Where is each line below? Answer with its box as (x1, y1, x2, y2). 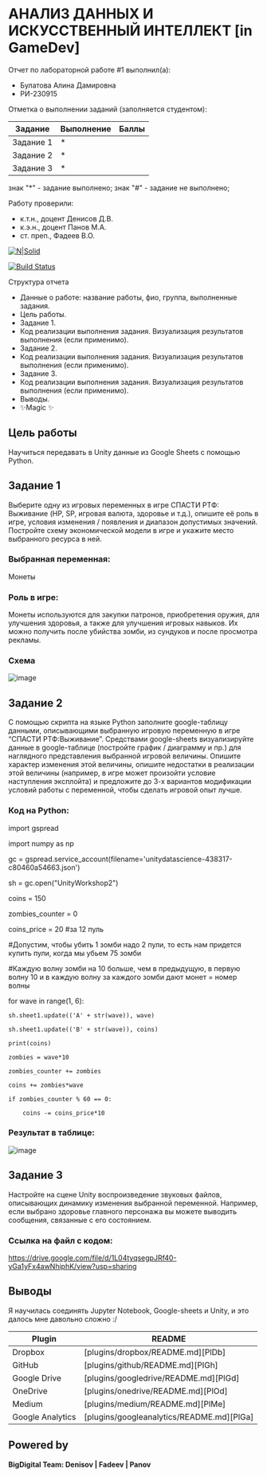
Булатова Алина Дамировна (19, 80, 116, 90)
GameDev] (8, 39, 80, 57)
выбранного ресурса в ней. (8, 534, 102, 543)
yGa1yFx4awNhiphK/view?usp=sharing (8, 1261, 137, 1271)
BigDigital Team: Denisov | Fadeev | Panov (8, 1459, 151, 1469)
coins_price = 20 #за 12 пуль (8, 924, 104, 934)
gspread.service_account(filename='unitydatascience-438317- (25, 854, 233, 864)
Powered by (8, 1439, 69, 1452)
